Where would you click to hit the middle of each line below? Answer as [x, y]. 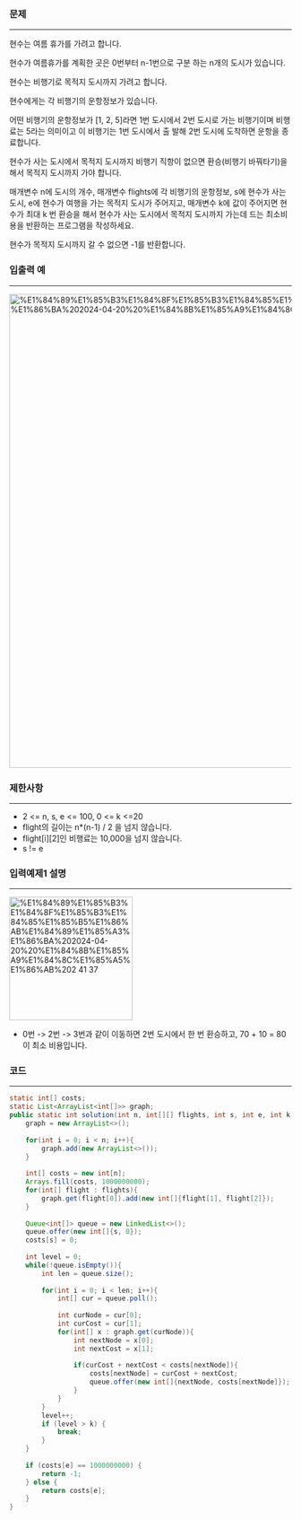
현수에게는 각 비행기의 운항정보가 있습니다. [84, 101]
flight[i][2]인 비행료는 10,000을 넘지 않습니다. [102, 838]
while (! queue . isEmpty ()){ [74, 1265]
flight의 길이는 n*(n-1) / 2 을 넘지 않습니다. [97, 826]
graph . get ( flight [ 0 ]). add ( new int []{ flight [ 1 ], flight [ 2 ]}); [158, 1198]
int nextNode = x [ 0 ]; [113, 1340]
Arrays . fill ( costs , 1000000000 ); [88, 1182]
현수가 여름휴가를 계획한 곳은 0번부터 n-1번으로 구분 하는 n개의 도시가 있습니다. [148, 63]
